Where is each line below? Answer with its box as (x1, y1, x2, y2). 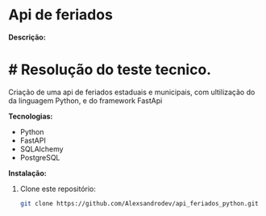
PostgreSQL (19, 152, 60, 162)
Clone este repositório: (19, 184, 97, 193)
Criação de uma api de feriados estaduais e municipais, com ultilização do (8, 87, 256, 97)
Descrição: (8, 32, 46, 42)
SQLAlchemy (19, 143, 64, 154)
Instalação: (8, 168, 47, 178)
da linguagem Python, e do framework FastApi (8, 95, 163, 106)
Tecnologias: (8, 111, 53, 121)
